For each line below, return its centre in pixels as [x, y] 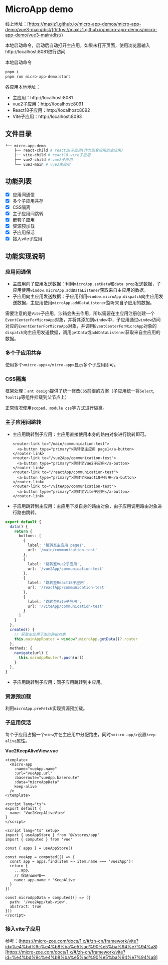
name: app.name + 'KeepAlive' [46, 880]
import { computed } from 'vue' [39, 840]
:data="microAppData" [37, 782]
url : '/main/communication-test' [62, 550]
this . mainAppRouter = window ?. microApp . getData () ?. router [76, 639]
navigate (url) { [31, 653]
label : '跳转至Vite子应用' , [54, 601]
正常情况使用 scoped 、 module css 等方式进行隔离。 [56, 408]
